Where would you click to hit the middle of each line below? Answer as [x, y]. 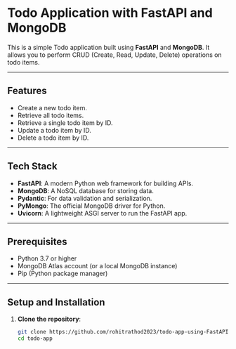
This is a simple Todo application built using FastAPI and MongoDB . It [109, 47]
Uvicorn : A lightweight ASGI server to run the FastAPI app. [102, 213]
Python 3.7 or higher [47, 258]
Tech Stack [32, 166]
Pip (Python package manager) [63, 274]
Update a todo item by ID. [54, 130]
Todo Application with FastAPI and [110, 13]
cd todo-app [35, 338]
